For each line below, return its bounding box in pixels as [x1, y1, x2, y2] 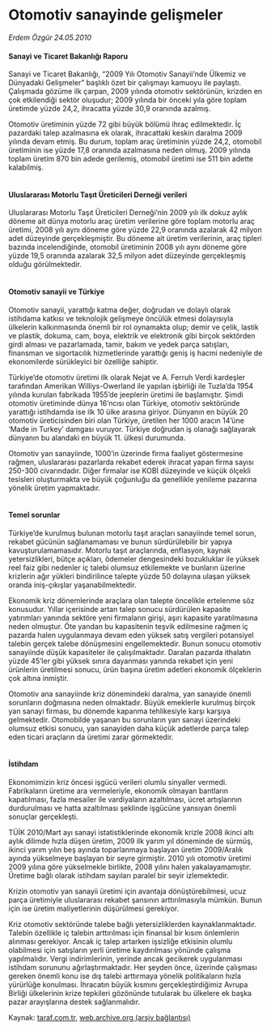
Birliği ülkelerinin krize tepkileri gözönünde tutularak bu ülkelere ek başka [8, 988, 252, 998]
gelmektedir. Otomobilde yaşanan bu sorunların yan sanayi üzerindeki [8, 714, 241, 724]
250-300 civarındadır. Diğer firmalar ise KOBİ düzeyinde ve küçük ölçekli [8, 465, 251, 476]
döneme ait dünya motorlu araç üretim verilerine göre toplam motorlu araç [8, 217, 256, 226]
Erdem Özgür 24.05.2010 [8, 32, 91, 42]
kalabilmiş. [8, 162, 44, 172]
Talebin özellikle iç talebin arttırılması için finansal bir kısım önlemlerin [8, 928, 240, 937]
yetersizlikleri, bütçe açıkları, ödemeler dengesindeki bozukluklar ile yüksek [8, 554, 260, 563]
